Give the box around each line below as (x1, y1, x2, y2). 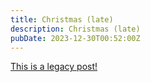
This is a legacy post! (10, 61, 98, 73)
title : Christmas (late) (10, 14, 114, 25)
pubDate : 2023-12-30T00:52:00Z (10, 33, 141, 43)
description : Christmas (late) (10, 24, 141, 34)
